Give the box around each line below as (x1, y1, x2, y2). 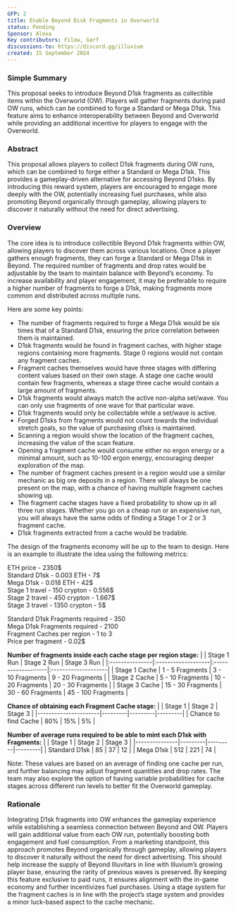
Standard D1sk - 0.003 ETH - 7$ (7, 571, 101, 579)
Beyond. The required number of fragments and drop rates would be (7, 261, 206, 270)
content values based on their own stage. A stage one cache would (17, 371, 213, 380)
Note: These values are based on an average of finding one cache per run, (7, 759, 224, 768)
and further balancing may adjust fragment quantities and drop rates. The (7, 766, 221, 775)
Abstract (7, 144, 39, 154)
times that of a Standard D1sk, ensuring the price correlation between (17, 326, 220, 334)
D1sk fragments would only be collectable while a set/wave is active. (17, 409, 217, 417)
